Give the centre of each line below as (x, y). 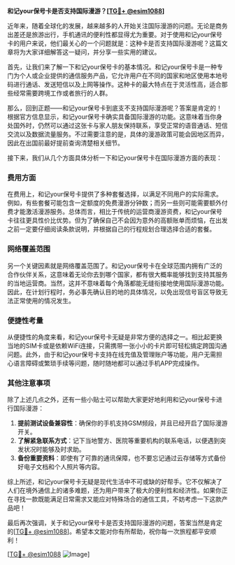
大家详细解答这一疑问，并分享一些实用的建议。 (93, 52)
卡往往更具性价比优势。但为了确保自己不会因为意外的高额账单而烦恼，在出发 (117, 220)
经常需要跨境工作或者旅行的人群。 (62, 93)
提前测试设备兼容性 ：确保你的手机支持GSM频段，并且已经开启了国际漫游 (122, 423)
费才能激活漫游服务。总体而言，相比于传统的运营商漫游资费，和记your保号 (115, 212)
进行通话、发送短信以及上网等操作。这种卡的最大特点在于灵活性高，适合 (117, 84)
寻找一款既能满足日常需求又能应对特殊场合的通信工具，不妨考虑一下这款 (117, 499)
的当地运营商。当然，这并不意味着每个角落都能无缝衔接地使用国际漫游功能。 (117, 283)
